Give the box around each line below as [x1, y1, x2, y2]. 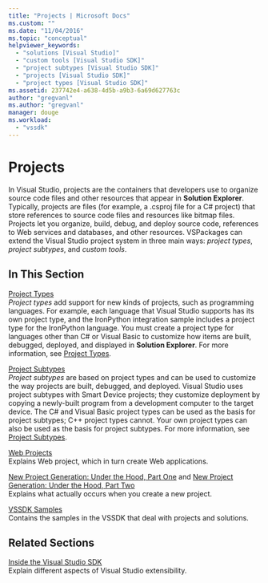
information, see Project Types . [8, 348, 112, 358]
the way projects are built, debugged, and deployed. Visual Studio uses [8, 381, 244, 391]
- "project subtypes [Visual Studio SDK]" [15, 64, 159, 72]
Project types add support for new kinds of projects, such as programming [8, 298, 254, 307]
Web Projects [8, 447, 53, 457]
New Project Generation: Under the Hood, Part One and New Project [8, 472, 234, 481]
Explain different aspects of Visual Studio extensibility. [8, 566, 187, 576]
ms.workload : [8, 116, 52, 124]
